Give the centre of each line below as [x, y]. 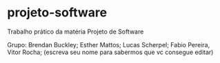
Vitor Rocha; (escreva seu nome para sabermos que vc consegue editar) [110, 52]
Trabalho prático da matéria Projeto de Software [76, 32]
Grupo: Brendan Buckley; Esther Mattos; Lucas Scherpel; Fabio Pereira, [109, 45]
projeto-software [57, 13]
